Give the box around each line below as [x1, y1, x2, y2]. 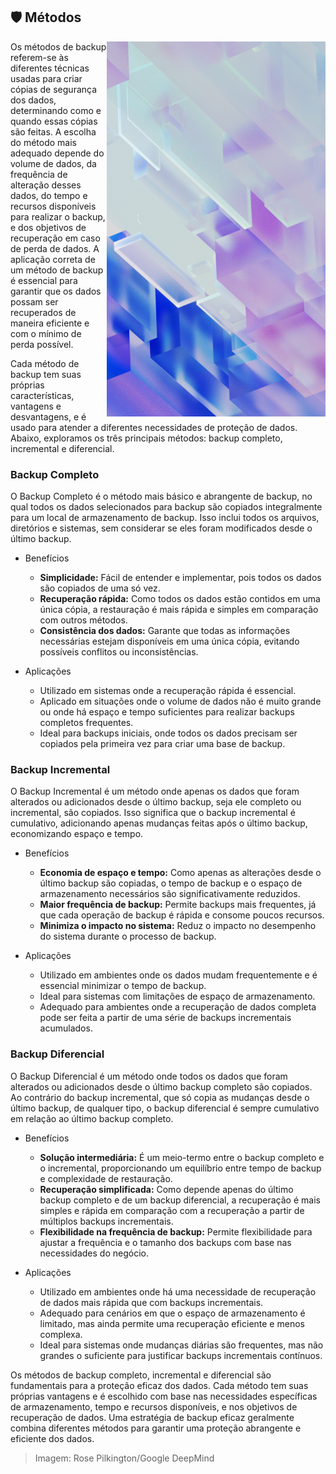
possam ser [10, 295, 59, 308]
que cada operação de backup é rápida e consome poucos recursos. [39, 909, 325, 921]
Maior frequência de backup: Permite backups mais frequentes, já [39, 899, 317, 911]
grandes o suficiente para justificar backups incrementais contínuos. [39, 1349, 323, 1361]
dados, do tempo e [10, 189, 88, 201]
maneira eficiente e [10, 317, 90, 329]
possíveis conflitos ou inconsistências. [39, 646, 199, 658]
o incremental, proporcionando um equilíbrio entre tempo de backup [39, 1162, 322, 1174]
